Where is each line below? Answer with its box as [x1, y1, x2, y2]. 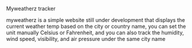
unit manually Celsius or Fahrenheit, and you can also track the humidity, [6, 29, 184, 36]
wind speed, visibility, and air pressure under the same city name [6, 36, 166, 42]
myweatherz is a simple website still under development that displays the [6, 17, 185, 23]
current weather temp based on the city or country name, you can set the [6, 23, 186, 30]
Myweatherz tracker [6, 5, 56, 12]
